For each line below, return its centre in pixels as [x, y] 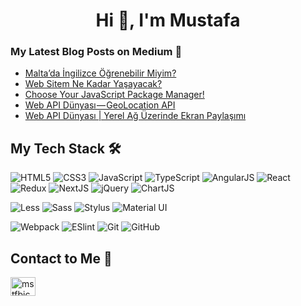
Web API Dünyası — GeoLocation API [100, 105]
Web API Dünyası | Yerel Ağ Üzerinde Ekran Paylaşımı [135, 116]
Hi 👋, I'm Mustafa [168, 20]
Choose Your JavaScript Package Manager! [114, 95]
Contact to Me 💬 [61, 258]
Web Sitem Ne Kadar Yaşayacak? [93, 84]
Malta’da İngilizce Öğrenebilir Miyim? [100, 73]
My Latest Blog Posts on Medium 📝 [96, 52]
